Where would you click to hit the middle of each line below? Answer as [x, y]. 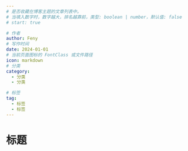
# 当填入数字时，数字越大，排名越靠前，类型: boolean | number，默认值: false [94, 17]
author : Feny [22, 39]
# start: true [23, 22]
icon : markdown [25, 60]
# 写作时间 [18, 44]
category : [18, 71]
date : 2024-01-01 [27, 50]
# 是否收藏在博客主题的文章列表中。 [44, 11]
